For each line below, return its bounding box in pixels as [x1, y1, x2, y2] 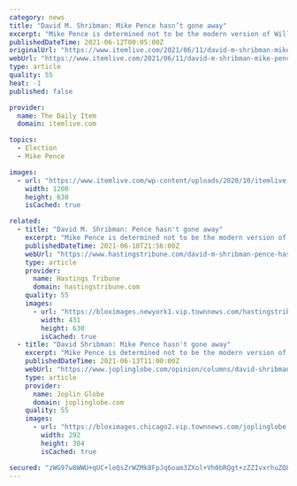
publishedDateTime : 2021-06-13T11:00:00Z [25, 357, 179, 366]
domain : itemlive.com [17, 120, 97, 128]
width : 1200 [25, 184, 69, 193]
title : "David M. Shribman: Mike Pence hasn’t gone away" [9, 21, 227, 30]
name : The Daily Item [17, 112, 97, 120]
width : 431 [41, 315, 81, 324]
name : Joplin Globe [32, 390, 104, 398]
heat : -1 [9, 79, 42, 88]
